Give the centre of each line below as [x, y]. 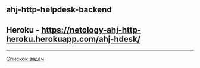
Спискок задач [25, 59]
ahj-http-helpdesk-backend [59, 10]
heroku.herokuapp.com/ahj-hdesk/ [74, 39]
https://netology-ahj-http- [91, 30]
